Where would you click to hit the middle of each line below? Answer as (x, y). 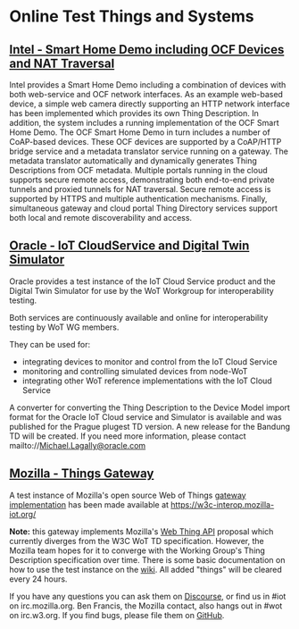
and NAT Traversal (62, 63)
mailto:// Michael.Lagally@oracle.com (78, 445)
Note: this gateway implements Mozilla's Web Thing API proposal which (141, 531)
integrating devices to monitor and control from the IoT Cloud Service (150, 361)
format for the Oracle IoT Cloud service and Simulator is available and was (146, 416)
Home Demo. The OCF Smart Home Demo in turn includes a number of (140, 132)
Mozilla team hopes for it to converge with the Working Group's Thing (137, 550)
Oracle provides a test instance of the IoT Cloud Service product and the (142, 281)
